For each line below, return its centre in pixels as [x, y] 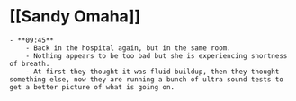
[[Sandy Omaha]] [75, 17]
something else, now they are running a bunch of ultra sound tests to [146, 79]
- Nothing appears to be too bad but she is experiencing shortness [157, 55]
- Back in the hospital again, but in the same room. [128, 48]
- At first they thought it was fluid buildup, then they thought [152, 72]
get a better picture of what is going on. [92, 87]
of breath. [30, 63]
